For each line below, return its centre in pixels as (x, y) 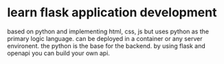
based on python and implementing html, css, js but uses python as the (108, 31)
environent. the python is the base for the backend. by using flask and (107, 46)
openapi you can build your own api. (58, 53)
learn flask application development (112, 13)
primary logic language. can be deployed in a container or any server (105, 38)
